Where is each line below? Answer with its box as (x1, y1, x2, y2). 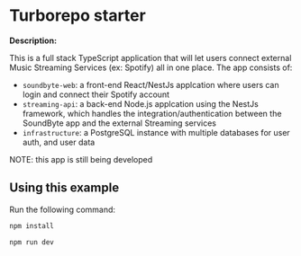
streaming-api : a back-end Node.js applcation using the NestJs (22, 98, 259, 109)
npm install (9, 221, 54, 230)
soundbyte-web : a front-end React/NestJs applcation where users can (22, 79, 279, 90)
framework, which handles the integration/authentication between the (22, 108, 282, 119)
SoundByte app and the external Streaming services (22, 118, 216, 128)
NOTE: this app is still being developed (9, 154, 153, 164)
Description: (9, 35, 57, 46)
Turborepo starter (9, 5, 146, 26)
